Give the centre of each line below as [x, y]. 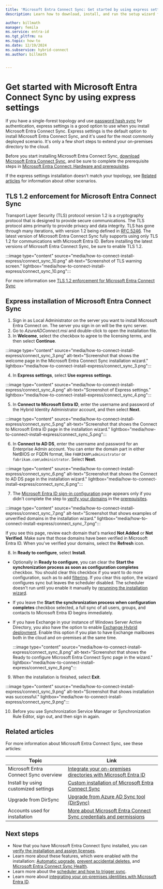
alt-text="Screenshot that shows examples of [111, 513]
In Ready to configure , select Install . [49, 553]
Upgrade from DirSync [34, 800]
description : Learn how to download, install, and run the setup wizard [80, 14]
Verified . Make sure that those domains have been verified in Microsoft [77, 538]
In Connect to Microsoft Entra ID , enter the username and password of [83, 404]
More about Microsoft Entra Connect [110, 810]
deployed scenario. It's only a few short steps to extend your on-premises [79, 142]
